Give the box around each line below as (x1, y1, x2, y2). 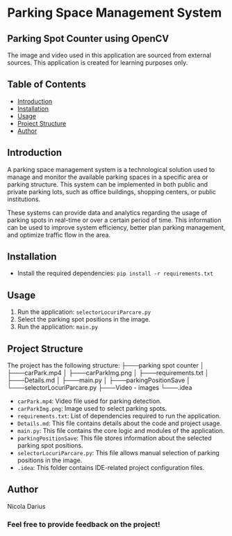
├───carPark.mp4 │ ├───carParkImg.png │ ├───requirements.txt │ (7, 369, 210, 377)
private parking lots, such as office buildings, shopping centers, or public (7, 187, 217, 196)
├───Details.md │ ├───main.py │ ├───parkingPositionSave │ (7, 376, 191, 384)
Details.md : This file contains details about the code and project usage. (17, 419, 222, 427)
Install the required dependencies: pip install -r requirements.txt (17, 269, 214, 278)
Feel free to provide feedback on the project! (7, 519, 161, 529)
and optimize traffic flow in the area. (7, 230, 111, 239)
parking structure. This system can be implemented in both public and (7, 180, 208, 189)
